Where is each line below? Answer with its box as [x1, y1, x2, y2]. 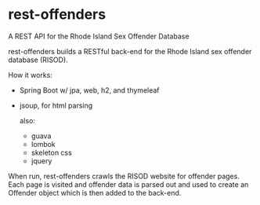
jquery [31, 156, 52, 166]
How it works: [8, 70, 53, 79]
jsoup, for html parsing [19, 101, 93, 110]
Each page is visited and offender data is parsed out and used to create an [8, 179, 249, 189]
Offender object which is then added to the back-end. [8, 188, 182, 197]
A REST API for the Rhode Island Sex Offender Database [8, 31, 190, 41]
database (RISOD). [8, 55, 68, 64]
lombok [31, 139, 56, 148]
